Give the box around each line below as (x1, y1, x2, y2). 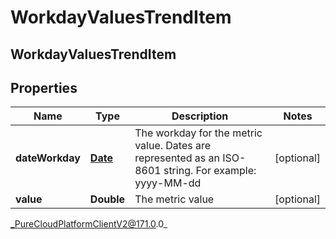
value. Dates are (134, 139, 212, 153)
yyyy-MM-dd (134, 176, 202, 190)
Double (89, 192, 126, 206)
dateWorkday (15, 151, 81, 165)
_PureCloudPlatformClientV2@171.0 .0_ (10, 218, 168, 230)
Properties (10, 79, 78, 96)
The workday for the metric (134, 126, 263, 140)
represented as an (134, 151, 220, 165)
